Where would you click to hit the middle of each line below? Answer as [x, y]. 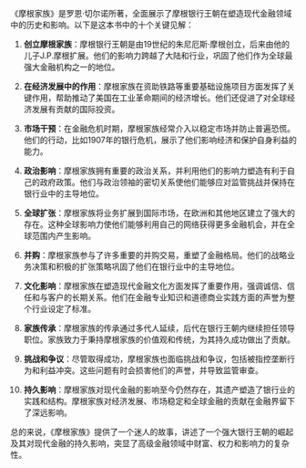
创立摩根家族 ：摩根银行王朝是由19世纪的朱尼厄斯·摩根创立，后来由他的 [157, 44]
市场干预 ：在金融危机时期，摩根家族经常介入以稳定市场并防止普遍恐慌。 [159, 129]
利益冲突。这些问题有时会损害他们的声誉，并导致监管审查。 [151, 370]
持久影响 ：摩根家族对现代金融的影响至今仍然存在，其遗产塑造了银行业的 [159, 390]
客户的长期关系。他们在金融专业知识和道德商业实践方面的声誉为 [168, 297]
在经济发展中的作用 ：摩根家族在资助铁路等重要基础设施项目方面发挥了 [155, 86]
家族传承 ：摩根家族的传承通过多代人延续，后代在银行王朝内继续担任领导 [159, 328]
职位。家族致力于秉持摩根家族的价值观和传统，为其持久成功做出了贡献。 [159, 339]
